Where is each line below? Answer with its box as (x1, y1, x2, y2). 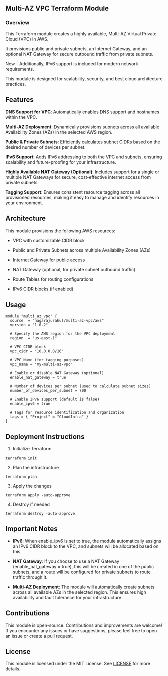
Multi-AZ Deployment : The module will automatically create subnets (12, 584, 155, 590)
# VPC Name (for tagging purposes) (10, 358, 84, 363)
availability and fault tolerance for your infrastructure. (12, 594, 123, 600)
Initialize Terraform (12, 445, 52, 452)
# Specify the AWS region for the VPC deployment (10, 331, 115, 336)
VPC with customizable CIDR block (12, 238, 85, 244)
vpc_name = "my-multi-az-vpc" (10, 362, 73, 367)
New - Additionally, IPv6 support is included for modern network (5, 60, 139, 67)
